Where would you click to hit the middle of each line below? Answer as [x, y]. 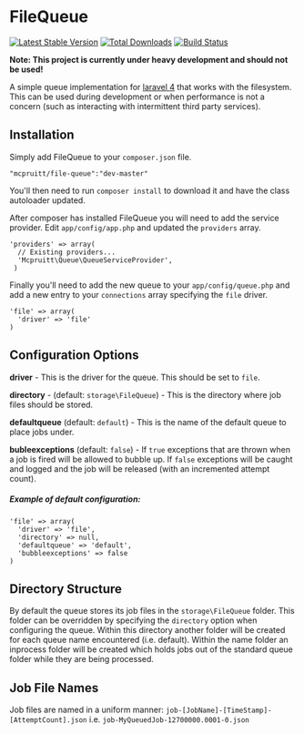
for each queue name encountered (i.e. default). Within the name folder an [149, 640]
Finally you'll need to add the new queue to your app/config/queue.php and [150, 285]
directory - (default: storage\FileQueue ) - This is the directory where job [146, 394]
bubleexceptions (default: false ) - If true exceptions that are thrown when [150, 449]
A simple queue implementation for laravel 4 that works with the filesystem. [151, 87]
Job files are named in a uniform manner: [86, 710]
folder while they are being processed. [82, 659]
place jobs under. [42, 432]
